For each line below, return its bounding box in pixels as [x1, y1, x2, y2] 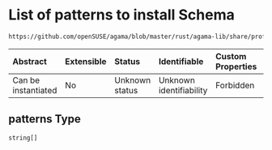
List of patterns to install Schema [8, 6, 235, 24]
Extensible [64, 55, 107, 66]
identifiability [158, 84, 208, 96]
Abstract [12, 55, 47, 66]
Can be [12, 75, 40, 86]
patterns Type [8, 112, 81, 126]
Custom [215, 50, 247, 62]
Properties [215, 61, 257, 72]
